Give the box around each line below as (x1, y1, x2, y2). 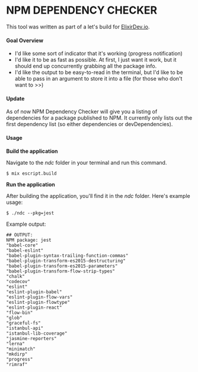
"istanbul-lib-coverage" (6, 330, 68, 336)
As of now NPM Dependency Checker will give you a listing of (6, 108, 158, 116)
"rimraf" (6, 361, 28, 367)
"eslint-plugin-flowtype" (6, 299, 70, 305)
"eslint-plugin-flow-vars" (6, 294, 73, 300)
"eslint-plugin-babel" (6, 288, 62, 295)
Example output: (6, 220, 46, 227)
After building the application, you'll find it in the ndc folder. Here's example (6, 192, 191, 199)
